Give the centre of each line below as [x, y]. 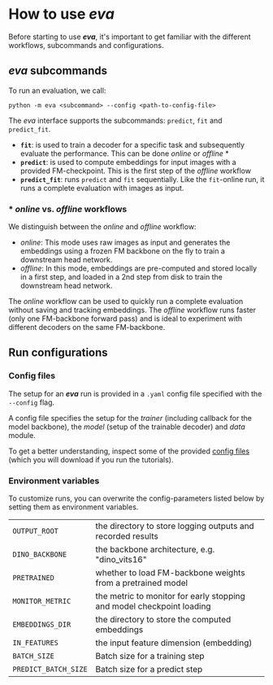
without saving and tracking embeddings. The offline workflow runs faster [132, 310]
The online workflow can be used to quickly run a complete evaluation [126, 301]
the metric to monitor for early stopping [170, 596]
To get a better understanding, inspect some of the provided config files [129, 451]
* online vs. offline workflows [68, 209]
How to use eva [62, 14]
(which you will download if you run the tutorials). [91, 459]
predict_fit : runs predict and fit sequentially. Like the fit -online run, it [142, 179]
